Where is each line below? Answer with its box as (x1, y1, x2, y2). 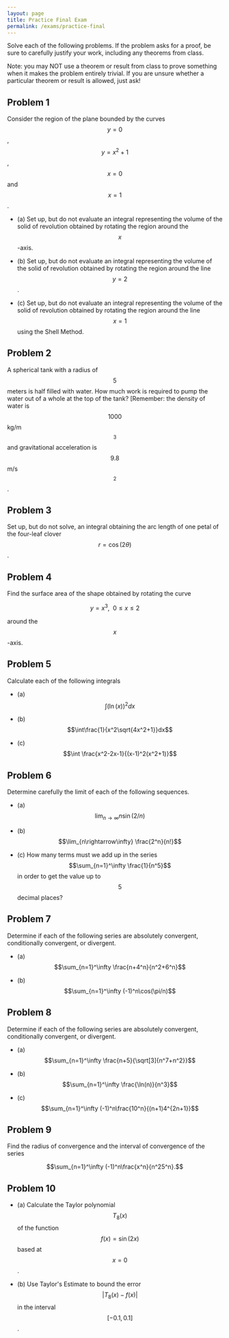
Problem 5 (7, 659, 52, 670)
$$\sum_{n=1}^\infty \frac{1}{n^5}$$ (68, 862, 172, 870)
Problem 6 (7, 769, 52, 781)
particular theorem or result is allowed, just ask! (7, 77, 142, 85)
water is (7, 402, 29, 410)
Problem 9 (7, 1124, 52, 1136)
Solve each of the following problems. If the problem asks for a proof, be (7, 42, 211, 50)
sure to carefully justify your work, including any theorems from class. (7, 49, 204, 57)
